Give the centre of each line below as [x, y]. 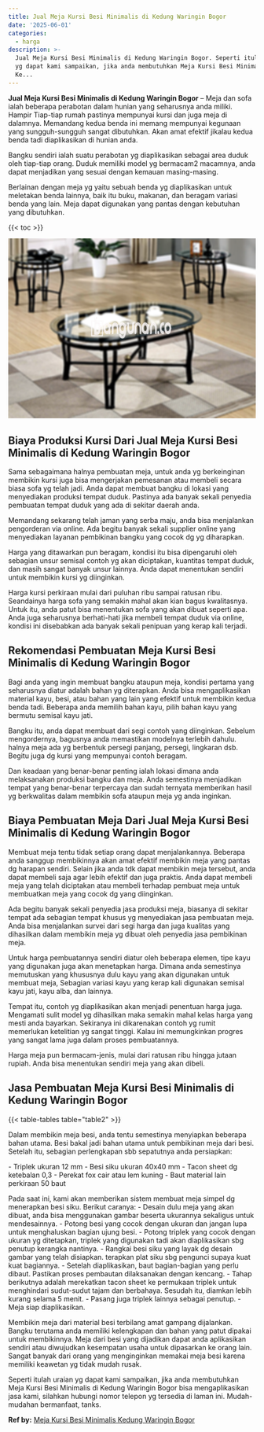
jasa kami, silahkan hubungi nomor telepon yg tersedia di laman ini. [117, 1396]
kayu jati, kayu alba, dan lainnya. [61, 991]
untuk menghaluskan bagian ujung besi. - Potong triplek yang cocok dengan [132, 1231]
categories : [27, 33]
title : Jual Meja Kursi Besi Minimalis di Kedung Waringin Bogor [117, 17]
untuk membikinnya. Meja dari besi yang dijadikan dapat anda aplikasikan [127, 1339]
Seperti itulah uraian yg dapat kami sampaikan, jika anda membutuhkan [124, 1379]
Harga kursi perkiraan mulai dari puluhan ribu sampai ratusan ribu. [115, 593]
